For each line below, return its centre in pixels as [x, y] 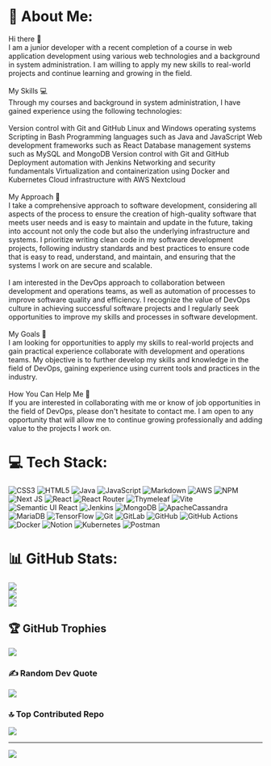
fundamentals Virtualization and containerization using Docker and [119, 171]
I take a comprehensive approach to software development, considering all [133, 205]
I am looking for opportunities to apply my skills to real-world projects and [131, 342]
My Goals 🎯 [27, 333]
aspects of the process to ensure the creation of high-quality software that [132, 214]
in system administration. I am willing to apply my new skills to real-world [129, 65]
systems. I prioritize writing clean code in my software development [121, 239]
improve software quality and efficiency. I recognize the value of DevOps [129, 299]
